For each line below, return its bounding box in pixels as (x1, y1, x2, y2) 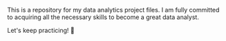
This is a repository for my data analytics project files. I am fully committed (7, 6, 220, 14)
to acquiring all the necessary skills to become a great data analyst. (7, 13, 199, 21)
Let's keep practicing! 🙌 (7, 27, 75, 34)
